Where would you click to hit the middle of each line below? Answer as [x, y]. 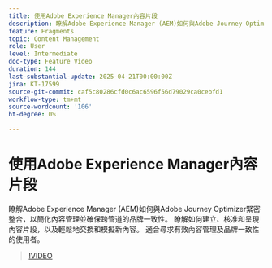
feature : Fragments [41, 31]
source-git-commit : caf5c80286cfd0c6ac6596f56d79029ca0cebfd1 [116, 92]
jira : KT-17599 [34, 84]
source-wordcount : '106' [50, 107]
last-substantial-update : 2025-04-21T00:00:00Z [91, 77]
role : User [27, 46]
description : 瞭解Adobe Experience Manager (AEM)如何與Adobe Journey [125, 24]
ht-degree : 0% [32, 115]
